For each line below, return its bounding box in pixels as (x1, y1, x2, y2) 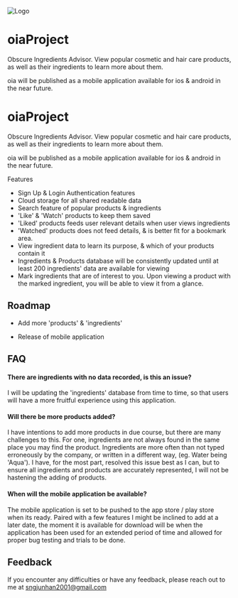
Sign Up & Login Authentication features (17, 188, 136, 197)
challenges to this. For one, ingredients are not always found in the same (7, 435, 220, 444)
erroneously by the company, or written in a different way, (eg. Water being (7, 451, 227, 460)
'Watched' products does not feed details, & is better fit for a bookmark (17, 226, 227, 234)
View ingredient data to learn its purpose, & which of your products (17, 241, 215, 250)
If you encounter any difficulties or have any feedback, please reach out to (7, 575, 226, 584)
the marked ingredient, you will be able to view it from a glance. (17, 279, 204, 288)
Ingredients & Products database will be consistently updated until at (17, 256, 219, 265)
